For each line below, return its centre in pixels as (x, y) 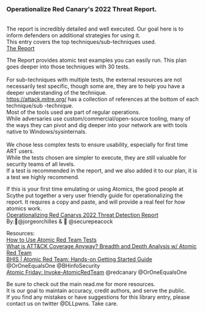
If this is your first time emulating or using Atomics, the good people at (95, 189)
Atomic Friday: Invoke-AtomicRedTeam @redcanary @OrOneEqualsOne (97, 272)
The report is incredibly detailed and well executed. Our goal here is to (95, 29)
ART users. (20, 151)
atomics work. (24, 208)
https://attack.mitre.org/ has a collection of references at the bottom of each (102, 99)
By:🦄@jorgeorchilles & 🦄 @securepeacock (60, 221)
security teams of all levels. (41, 164)
